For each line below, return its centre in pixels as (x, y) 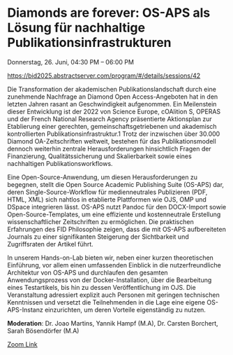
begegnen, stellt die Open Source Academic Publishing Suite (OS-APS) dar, (116, 184)
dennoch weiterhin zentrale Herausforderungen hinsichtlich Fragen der (109, 148)
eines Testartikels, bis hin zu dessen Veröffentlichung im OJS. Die (102, 287)
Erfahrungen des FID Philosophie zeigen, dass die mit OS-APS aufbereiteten (117, 229)
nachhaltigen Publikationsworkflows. (60, 163)
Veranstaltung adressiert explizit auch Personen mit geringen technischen (113, 295)
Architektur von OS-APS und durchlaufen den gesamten (88, 272)
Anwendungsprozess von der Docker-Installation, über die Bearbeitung (110, 280)
